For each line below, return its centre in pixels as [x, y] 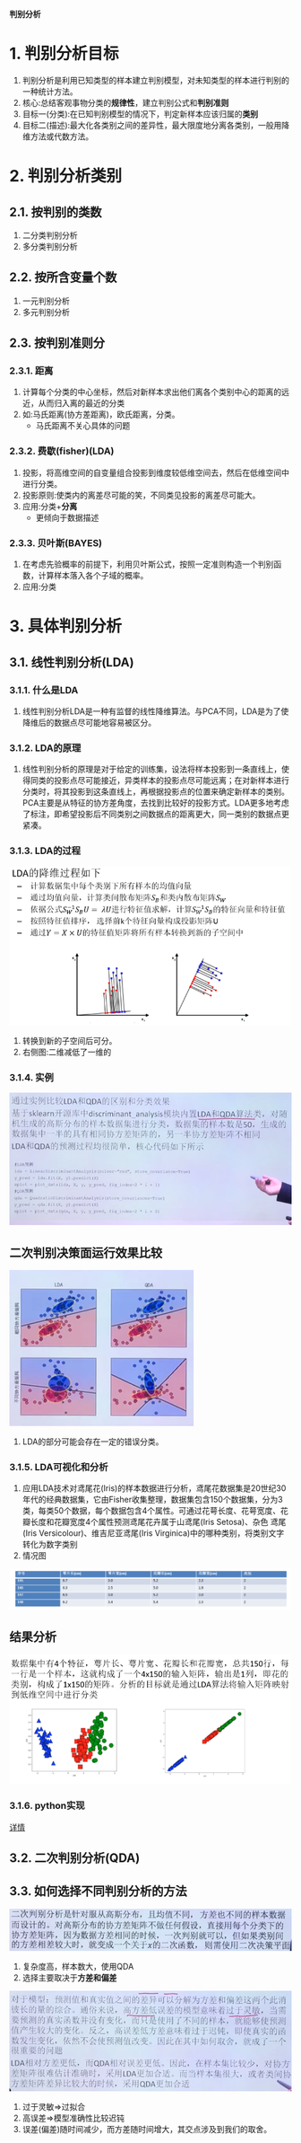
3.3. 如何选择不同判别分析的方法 [99, 1891]
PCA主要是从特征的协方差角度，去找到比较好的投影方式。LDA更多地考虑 [155, 803]
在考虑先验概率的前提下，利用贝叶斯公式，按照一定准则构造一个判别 [148, 564]
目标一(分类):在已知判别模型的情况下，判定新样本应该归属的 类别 [140, 114]
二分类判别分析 [50, 235]
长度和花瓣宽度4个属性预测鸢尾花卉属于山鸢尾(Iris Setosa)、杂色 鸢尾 [158, 1522]
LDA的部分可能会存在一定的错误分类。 [93, 1442]
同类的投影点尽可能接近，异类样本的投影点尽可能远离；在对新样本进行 [159, 780]
